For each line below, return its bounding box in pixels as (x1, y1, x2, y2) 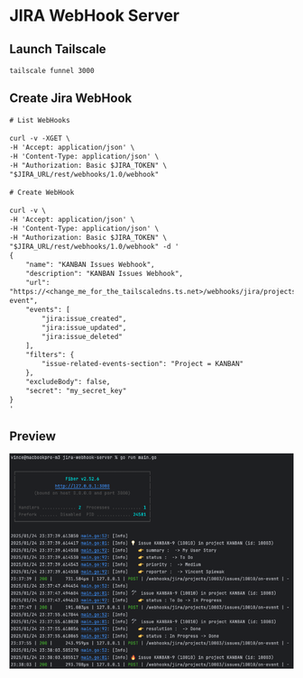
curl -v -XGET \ (9, 133, 70, 142)
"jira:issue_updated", (41, 323, 127, 332)
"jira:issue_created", (41, 314, 127, 323)
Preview (9, 429, 57, 444)
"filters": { (25, 350, 75, 359)
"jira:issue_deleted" (41, 332, 124, 341)
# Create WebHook (9, 188, 75, 197)
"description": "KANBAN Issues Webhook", (25, 269, 183, 278)
